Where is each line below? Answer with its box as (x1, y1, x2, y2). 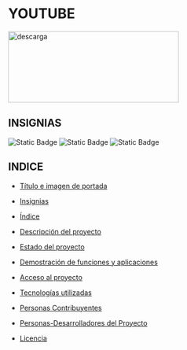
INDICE (8, 160, 44, 174)
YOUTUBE (8, 5, 76, 23)
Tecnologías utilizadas (19, 288, 92, 297)
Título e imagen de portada (19, 181, 108, 190)
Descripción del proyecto (19, 227, 102, 236)
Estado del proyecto (19, 241, 85, 252)
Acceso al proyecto (19, 272, 82, 282)
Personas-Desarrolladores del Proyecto (19, 318, 148, 327)
